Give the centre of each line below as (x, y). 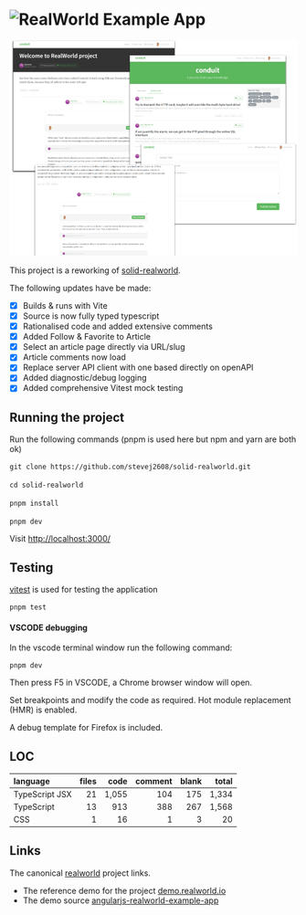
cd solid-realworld (47, 485)
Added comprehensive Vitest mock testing (103, 388)
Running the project (67, 417)
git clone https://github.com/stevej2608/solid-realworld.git (130, 467)
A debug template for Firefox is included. (86, 728)
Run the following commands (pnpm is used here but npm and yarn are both (153, 439)
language (32, 781)
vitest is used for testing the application (84, 590)
